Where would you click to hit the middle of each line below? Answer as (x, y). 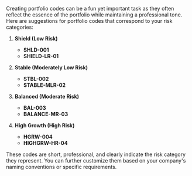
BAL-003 (35, 108)
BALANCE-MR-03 (46, 114)
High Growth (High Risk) (44, 125)
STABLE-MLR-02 (44, 85)
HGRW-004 (38, 137)
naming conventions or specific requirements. (61, 167)
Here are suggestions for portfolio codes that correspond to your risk (89, 21)
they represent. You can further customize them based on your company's (96, 160)
